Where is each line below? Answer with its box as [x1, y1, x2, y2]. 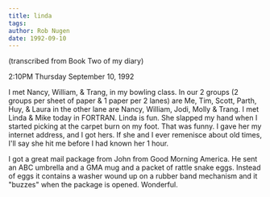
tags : [8, 19, 27, 27]
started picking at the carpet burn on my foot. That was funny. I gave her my [8, 121, 262, 131]
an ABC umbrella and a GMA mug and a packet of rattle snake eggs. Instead [8, 162, 261, 173]
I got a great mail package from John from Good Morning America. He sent [8, 154, 258, 164]
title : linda [8, 11, 52, 20]
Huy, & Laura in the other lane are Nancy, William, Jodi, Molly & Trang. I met [8, 105, 260, 114]
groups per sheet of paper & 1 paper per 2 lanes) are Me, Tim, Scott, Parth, [8, 96, 257, 105]
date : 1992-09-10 [8, 34, 67, 43]
